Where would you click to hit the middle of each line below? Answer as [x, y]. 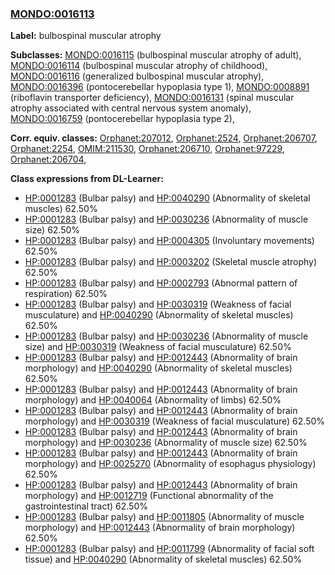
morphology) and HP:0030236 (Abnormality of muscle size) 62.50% [166, 443]
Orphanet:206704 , [48, 159]
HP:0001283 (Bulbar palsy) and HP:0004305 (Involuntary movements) [169, 241]
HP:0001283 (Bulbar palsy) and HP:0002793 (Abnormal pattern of [161, 283]
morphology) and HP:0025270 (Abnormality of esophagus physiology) [170, 464]
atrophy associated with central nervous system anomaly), [131, 108]
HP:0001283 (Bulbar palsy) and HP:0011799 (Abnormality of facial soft [169, 549]
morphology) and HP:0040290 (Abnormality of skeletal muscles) [158, 368]
